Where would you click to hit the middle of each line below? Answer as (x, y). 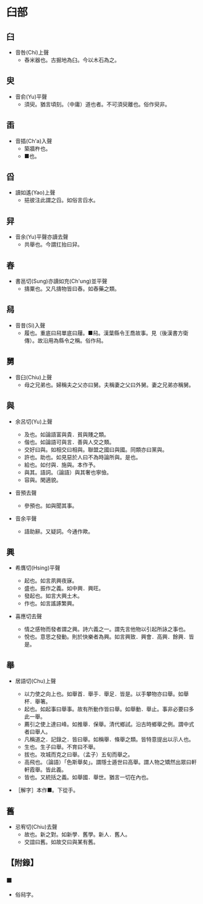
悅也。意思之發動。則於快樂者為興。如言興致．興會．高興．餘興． (106, 637)
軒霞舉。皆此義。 (45, 769)
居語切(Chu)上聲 (35, 681)
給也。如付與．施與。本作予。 (61, 465)
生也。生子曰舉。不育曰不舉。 (61, 747)
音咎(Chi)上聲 (32, 52)
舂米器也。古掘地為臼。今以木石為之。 (72, 60)
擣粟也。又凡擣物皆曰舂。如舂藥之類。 (72, 289)
